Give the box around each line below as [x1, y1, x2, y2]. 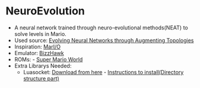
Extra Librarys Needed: [14, 62, 72, 69]
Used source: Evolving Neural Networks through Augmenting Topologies [14, 37, 194, 44]
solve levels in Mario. [14, 30, 66, 37]
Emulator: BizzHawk [14, 49, 64, 56]
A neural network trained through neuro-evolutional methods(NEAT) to [14, 24, 188, 31]
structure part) [23, 75, 59, 82]
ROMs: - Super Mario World [14, 56, 83, 63]
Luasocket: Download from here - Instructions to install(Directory [23, 68, 184, 75]
